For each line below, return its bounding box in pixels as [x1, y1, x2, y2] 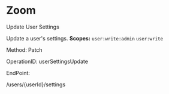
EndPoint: [6, 69, 30, 76]
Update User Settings [6, 23, 60, 30]
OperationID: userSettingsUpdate [6, 58, 89, 65]
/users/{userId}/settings [6, 81, 66, 88]
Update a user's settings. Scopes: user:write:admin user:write [6, 35, 164, 42]
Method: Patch [6, 46, 43, 54]
